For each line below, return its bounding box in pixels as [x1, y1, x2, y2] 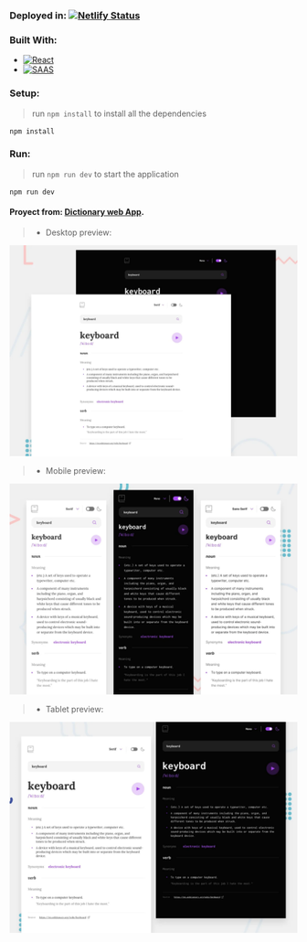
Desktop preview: [45, 227, 112, 238]
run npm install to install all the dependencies [31, 108, 207, 119]
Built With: [9, 33, 58, 46]
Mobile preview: [45, 466, 107, 476]
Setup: [9, 87, 40, 100]
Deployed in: [9, 9, 67, 22]
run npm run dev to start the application [31, 168, 180, 179]
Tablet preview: [45, 704, 104, 715]
